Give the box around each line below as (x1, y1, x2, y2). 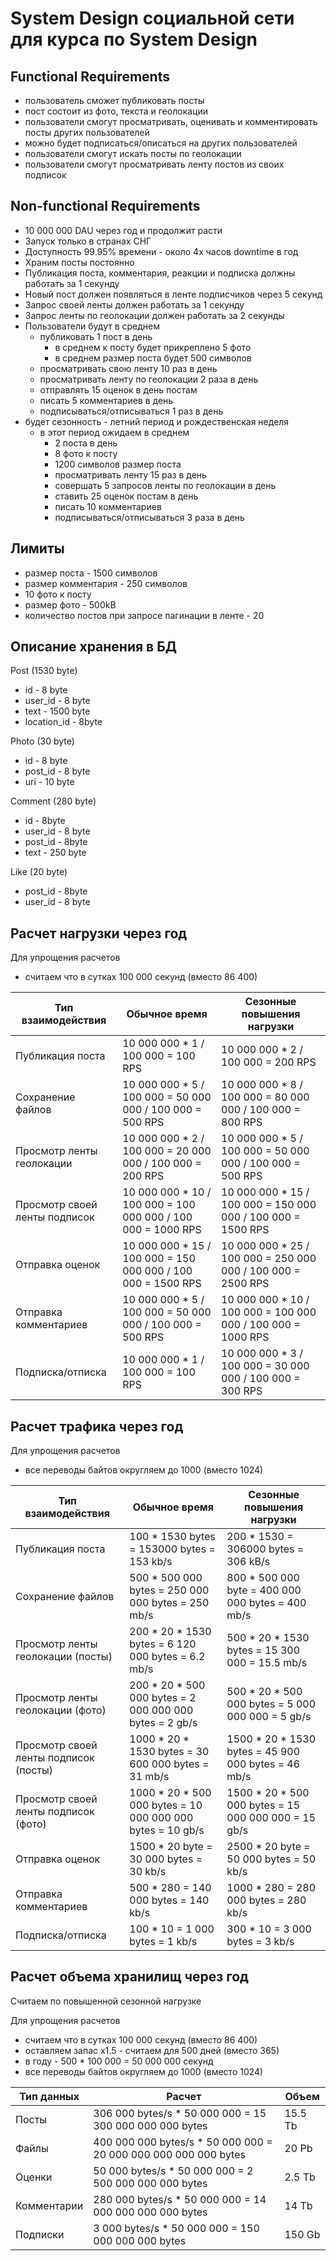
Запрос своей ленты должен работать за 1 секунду (24, 298, 245, 311)
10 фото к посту (24, 588, 92, 600)
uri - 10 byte (24, 776, 75, 788)
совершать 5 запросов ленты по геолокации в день (54, 479, 277, 491)
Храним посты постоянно (24, 256, 135, 268)
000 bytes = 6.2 (129, 1650, 206, 1664)
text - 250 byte (24, 847, 87, 859)
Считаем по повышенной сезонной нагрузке (10, 1995, 202, 2007)
